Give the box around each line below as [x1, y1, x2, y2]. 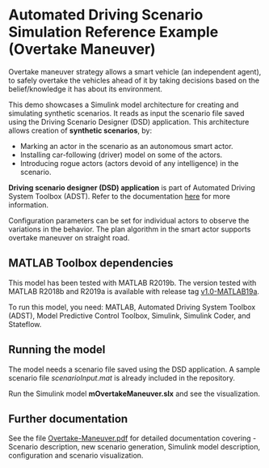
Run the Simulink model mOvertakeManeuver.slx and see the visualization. [8, 389, 260, 398]
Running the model [8, 342, 106, 357]
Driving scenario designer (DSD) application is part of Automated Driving [8, 182, 256, 192]
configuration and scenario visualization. [8, 451, 144, 461]
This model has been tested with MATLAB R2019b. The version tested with [8, 278, 257, 287]
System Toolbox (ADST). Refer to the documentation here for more [8, 191, 230, 201]
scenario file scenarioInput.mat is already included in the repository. [8, 372, 236, 382]
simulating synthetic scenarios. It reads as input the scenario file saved [8, 108, 245, 118]
